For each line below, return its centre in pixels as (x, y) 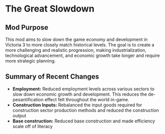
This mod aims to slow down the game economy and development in (76, 39)
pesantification (28, 99)
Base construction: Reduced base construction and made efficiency (84, 121)
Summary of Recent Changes (52, 77)
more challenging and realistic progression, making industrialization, (76, 50)
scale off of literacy (32, 126)
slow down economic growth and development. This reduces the (80, 94)
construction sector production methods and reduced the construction (86, 110)
